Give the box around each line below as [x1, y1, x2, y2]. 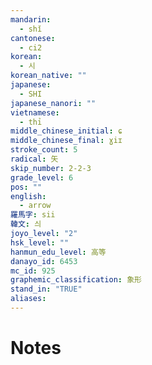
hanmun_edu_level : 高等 [10, 247, 107, 257]
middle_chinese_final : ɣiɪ [10, 136, 123, 146]
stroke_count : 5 [10, 145, 78, 155]
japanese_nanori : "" [10, 98, 97, 108]
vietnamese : [10, 107, 60, 118]
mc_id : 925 [10, 266, 56, 276]
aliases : [10, 294, 47, 304]
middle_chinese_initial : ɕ [10, 126, 123, 136]
